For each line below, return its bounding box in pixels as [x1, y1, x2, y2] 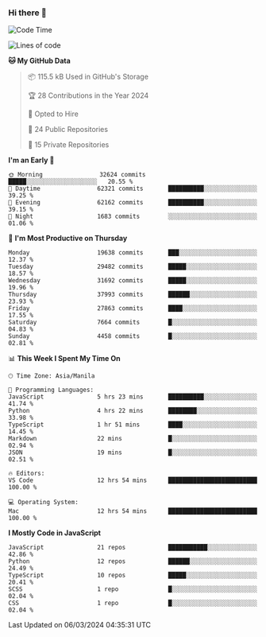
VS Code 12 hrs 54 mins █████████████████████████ [8, 476, 258, 484]
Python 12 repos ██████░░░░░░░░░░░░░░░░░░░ [8, 557, 258, 565]
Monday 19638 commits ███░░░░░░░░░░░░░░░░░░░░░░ [8, 249, 258, 257]
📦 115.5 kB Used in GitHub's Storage [27, 72, 149, 82]
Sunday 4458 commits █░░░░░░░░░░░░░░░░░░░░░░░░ [8, 332, 258, 340]
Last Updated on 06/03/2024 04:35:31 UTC [8, 620, 152, 630]
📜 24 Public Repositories [27, 125, 109, 134]
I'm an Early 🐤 [8, 155, 55, 165]
